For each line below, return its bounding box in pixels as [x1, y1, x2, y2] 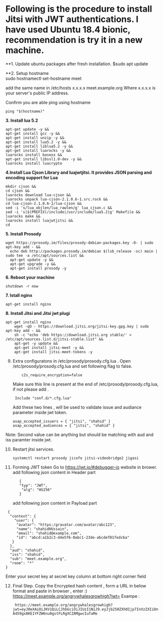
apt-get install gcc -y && [5, 131, 60, 136]
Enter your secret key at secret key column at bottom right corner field [5, 573, 146, 579]
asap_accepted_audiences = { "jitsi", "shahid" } [12, 423, 115, 428]
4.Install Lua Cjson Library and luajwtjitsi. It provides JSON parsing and [5, 169, 152, 175]
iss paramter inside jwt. [5, 437, 52, 442]
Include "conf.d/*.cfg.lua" [15, 396, 72, 401]
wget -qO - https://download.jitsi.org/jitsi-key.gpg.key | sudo [14, 324, 149, 329]
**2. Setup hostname [5, 70, 49, 76]
